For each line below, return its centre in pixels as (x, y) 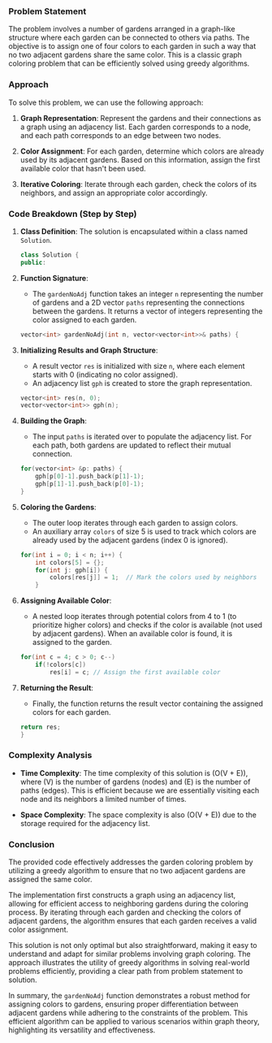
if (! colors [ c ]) (61, 665)
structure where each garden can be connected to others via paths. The (129, 37)
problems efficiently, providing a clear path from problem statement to (126, 972)
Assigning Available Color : (66, 601)
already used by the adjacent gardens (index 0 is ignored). (130, 540)
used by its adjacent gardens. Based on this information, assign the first (140, 159)
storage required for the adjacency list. (85, 823)
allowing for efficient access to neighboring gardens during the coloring (129, 904)
